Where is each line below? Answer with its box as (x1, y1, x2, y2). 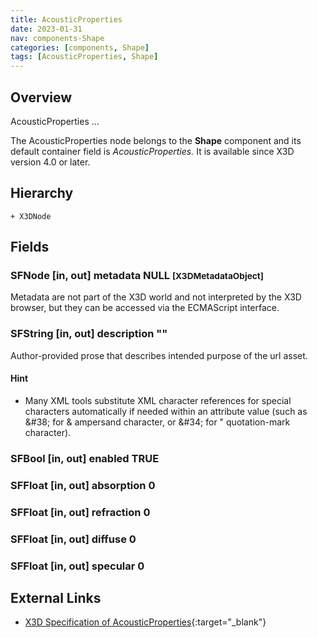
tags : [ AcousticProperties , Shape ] (10, 52, 159, 62)
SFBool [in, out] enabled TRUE (10, 451, 160, 465)
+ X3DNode (10, 211, 52, 221)
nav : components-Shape (10, 33, 105, 43)
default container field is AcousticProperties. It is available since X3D (10, 145, 295, 157)
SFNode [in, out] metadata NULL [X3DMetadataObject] (10, 269, 264, 283)
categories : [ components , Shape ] (10, 42, 150, 53)
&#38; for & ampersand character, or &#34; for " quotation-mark (24, 416, 291, 428)
